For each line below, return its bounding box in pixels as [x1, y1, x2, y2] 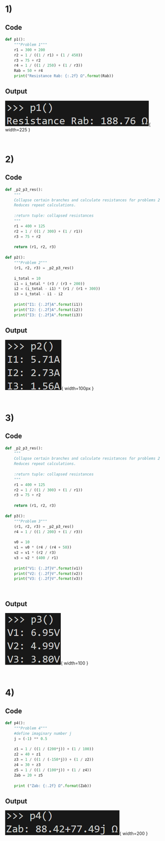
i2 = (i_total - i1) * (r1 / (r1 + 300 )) [14, 286, 100, 291]
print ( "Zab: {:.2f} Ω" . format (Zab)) [14, 783, 92, 788]
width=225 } [5, 126, 31, 132]
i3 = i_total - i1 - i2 [14, 291, 63, 297]
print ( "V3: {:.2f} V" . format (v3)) [14, 576, 83, 581]
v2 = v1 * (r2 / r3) [14, 550, 56, 555]
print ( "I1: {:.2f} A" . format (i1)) [14, 302, 83, 307]
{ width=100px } [61, 385, 94, 391]
